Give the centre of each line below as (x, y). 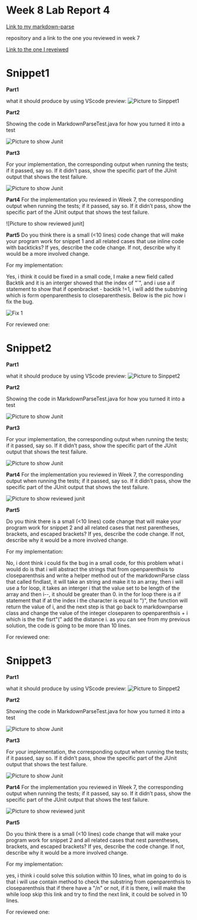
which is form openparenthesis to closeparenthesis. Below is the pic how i (96, 295)
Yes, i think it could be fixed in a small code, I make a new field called (90, 276)
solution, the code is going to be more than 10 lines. (69, 626)
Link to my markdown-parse (40, 27)
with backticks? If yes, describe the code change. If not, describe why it (93, 247)
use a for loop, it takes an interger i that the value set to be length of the (93, 588)
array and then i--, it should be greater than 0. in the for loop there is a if (94, 594)
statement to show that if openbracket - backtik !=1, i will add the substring (97, 289)
